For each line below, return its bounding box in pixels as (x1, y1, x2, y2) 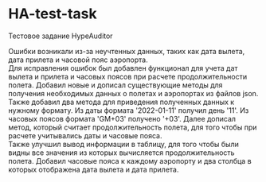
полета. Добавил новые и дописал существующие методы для (8, 80, 223, 90)
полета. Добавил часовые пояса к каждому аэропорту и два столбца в (8, 156, 252, 165)
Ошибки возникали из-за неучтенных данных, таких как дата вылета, (8, 46, 245, 56)
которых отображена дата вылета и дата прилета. (8, 165, 179, 174)
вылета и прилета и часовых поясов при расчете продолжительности (8, 72, 248, 81)
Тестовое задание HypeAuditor (8, 31, 113, 41)
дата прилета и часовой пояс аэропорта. (8, 55, 149, 64)
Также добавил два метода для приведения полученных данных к (8, 97, 235, 106)
